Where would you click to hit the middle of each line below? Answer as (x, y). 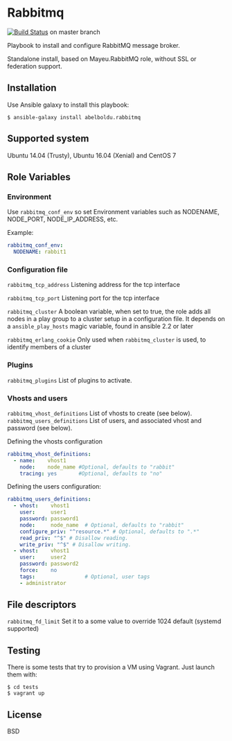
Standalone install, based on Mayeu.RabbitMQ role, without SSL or (102, 59)
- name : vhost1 (40, 460)
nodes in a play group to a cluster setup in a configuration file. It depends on (116, 319)
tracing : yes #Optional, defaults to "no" (91, 473)
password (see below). (40, 428)
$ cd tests (23, 688)
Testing (24, 651)
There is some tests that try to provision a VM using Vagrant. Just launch (111, 668)
